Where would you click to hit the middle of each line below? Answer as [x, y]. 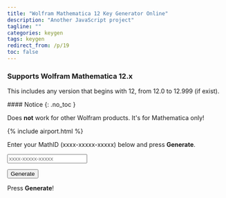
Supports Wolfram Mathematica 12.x [70, 76]
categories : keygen [35, 33]
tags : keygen [26, 39]
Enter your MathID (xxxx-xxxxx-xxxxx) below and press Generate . [101, 145]
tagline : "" [24, 26]
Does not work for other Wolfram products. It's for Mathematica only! [106, 118]
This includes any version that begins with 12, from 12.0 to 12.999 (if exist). [113, 91]
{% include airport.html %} [45, 131]
